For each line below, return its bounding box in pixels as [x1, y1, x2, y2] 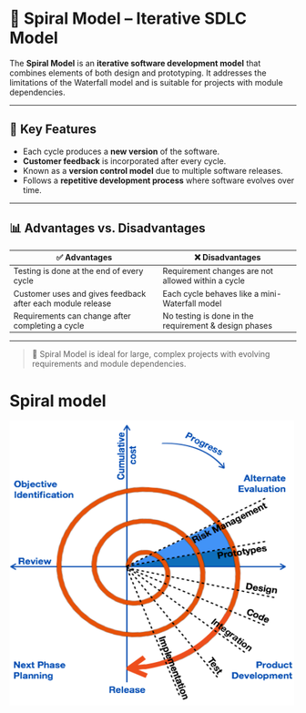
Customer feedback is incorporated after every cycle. [22, 155, 227, 167]
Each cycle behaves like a [162, 288, 260, 299]
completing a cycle [13, 320, 85, 331]
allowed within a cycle [162, 275, 246, 286]
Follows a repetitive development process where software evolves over [22, 175, 295, 186]
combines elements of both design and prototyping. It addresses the [9, 67, 267, 78]
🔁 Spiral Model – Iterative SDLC [9, 8, 248, 29]
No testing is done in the [162, 310, 254, 321]
